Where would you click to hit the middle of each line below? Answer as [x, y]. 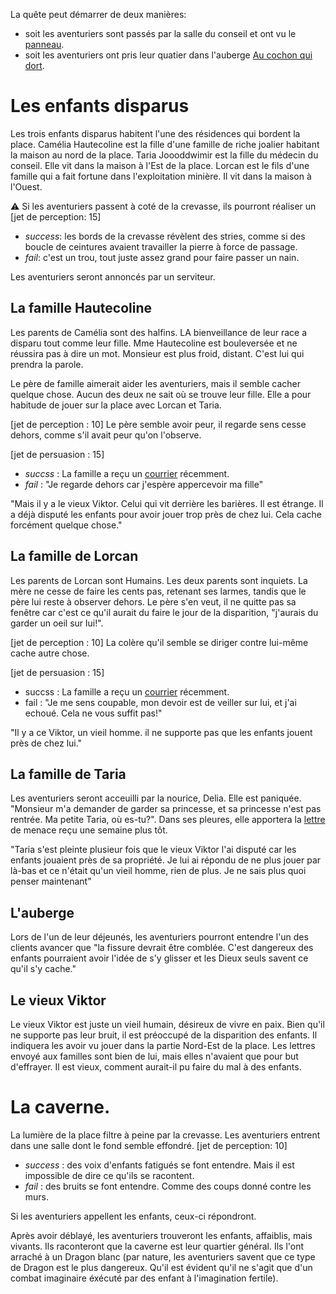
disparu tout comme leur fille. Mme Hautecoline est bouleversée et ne [154, 343]
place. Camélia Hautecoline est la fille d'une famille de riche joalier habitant [165, 144]
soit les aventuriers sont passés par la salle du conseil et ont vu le [160, 33]
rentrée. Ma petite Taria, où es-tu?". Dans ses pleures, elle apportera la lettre [168, 820]
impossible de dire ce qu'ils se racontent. [109, 1175]
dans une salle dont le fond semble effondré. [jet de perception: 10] [149, 1145]
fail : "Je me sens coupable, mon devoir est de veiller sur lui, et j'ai [160, 702]
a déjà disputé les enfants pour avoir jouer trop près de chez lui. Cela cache [166, 514]
